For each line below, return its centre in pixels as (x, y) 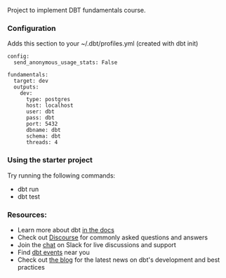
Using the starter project (50, 160)
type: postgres (48, 100)
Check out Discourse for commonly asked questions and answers (113, 237)
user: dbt (40, 112)
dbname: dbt (43, 130)
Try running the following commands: (61, 176)
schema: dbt (43, 136)
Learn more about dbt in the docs (66, 230)
